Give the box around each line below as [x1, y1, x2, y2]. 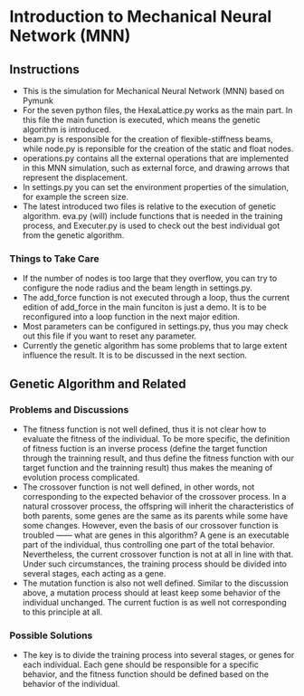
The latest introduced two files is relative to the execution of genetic [22, 201, 277, 212]
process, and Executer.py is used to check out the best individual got [22, 220, 280, 231]
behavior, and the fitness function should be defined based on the [22, 669, 270, 680]
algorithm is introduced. [22, 124, 111, 135]
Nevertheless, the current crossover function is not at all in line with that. [22, 548, 294, 559]
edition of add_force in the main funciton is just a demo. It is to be [22, 301, 267, 313]
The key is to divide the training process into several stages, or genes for [22, 650, 295, 661]
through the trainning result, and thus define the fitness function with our [22, 453, 294, 463]
